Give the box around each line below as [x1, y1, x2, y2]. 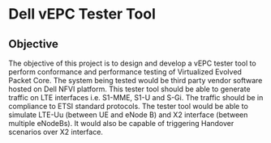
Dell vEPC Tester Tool [8, 5, 157, 23]
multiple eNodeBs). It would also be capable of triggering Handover [8, 119, 234, 128]
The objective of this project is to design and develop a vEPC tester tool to [8, 58, 257, 68]
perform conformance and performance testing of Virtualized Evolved [8, 67, 242, 77]
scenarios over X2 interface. [8, 127, 104, 137]
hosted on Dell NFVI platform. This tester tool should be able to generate [8, 84, 251, 94]
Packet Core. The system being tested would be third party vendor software [8, 76, 263, 85]
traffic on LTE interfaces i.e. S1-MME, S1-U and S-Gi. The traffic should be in [8, 93, 264, 102]
